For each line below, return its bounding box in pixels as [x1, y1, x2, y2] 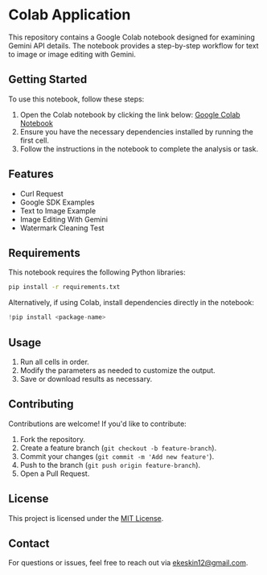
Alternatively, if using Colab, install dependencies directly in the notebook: [8, 298, 255, 308]
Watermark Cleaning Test [19, 223, 105, 233]
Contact [8, 536, 50, 550]
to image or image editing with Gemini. [8, 49, 137, 59]
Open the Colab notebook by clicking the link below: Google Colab [19, 110, 240, 119]
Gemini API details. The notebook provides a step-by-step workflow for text [8, 40, 259, 50]
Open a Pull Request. [19, 469, 90, 478]
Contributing [8, 397, 74, 412]
